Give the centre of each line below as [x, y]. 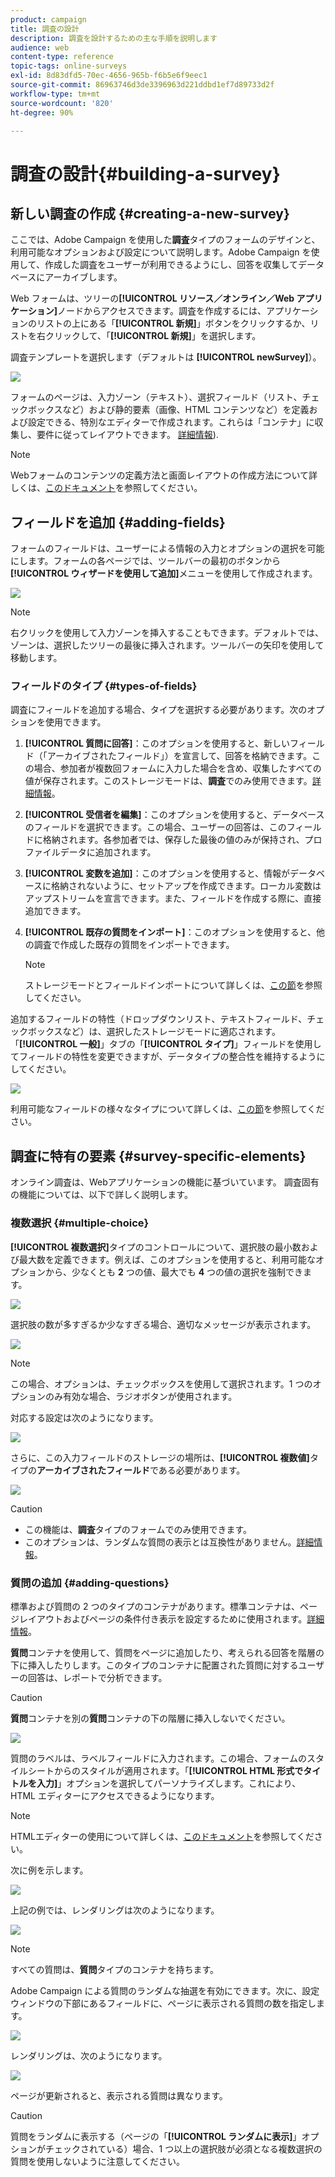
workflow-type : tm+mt [55, 94]
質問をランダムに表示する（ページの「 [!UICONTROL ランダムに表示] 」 [156, 2136]
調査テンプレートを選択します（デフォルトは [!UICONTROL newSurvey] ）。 [166, 357]
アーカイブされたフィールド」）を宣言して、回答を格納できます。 [179, 756]
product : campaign [48, 19]
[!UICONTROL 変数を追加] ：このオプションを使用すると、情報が [157, 873]
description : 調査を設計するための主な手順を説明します [114, 38]
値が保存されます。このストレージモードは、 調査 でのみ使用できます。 [168, 781]
